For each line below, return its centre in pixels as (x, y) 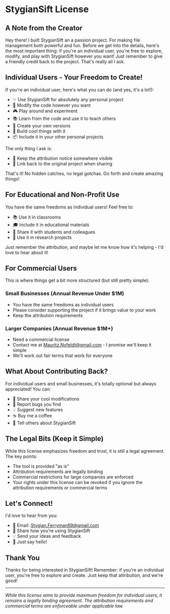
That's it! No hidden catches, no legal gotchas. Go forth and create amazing (84, 173)
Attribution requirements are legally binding (58, 471)
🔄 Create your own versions (41, 125)
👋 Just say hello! (30, 542)
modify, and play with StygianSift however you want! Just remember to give (84, 56)
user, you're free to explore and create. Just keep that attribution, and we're (84, 576)
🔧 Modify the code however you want (52, 105)
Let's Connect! (29, 503)
